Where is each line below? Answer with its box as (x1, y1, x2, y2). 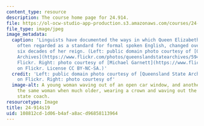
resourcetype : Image (6, 99, 59, 105)
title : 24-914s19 (6, 104, 50, 111)
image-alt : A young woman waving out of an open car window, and (12, 82, 181, 88)
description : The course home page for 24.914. (6, 15, 129, 21)
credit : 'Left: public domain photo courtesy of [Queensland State (12, 71, 186, 77)
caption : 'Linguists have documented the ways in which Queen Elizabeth (12, 37, 200, 43)
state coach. (17, 93, 50, 99)
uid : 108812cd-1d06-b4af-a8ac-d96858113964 (6, 110, 118, 116)
